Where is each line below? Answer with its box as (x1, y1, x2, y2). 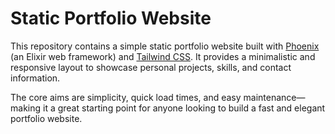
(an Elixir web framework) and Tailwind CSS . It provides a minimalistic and (10, 50, 316, 62)
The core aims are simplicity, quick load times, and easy (10, 91, 242, 103)
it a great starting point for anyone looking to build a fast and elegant (42, 102, 326, 114)
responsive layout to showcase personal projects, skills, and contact (10, 61, 292, 73)
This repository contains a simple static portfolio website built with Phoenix (10, 40, 320, 52)
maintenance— (243, 91, 306, 103)
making (10, 102, 42, 114)
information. (10, 72, 61, 84)
